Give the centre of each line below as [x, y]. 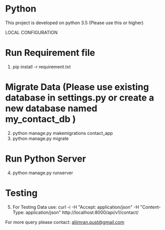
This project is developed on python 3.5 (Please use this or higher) [74, 23]
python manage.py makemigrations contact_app [63, 133]
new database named [51, 108]
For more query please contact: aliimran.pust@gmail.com [65, 222]
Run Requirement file [50, 53]
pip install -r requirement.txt [42, 66]
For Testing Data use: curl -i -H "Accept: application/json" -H [76, 207]
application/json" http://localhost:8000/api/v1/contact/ [82, 212]
